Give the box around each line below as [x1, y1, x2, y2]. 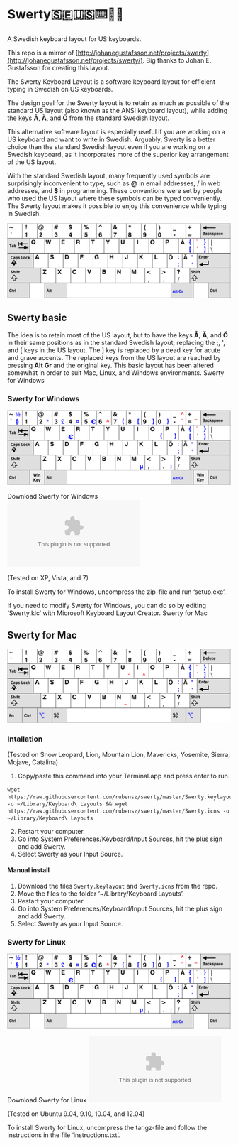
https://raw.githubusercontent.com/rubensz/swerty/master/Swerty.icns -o [7, 808, 230, 815]
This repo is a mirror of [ [7, 48, 79, 57]
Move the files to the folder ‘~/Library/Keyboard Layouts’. [17, 889, 184, 898]
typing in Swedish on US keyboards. [7, 85, 113, 93]
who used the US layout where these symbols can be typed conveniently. [7, 194, 222, 202]
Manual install [7, 866, 50, 874]
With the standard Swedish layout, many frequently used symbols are [7, 171, 210, 180]
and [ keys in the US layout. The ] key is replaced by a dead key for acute [7, 346, 221, 354]
